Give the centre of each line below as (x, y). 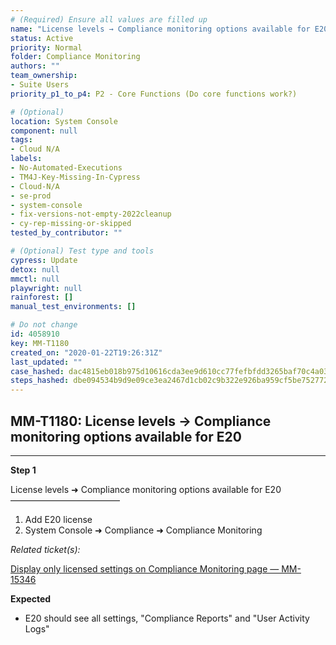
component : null (44, 131)
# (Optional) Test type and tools (82, 251)
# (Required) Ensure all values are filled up (109, 19)
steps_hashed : (40, 381)
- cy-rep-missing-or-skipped (71, 224)
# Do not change (44, 325)
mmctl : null (35, 279)
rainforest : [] (42, 297)
